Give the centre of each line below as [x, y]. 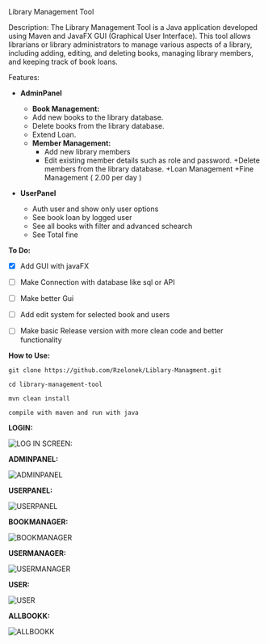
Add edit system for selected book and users [95, 315]
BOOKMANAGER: [38, 522]
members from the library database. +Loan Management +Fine [149, 169]
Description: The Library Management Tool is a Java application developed [133, 27]
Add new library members [87, 152]
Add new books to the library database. [98, 117]
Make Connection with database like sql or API [97, 282]
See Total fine [55, 235]
